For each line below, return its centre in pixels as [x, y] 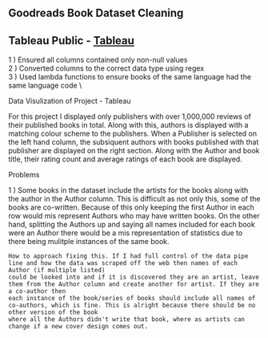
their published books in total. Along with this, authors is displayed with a [128, 125]
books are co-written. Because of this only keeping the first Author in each [131, 207]
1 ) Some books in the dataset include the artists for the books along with [128, 190]
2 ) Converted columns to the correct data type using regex [106, 68]
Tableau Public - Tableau [71, 41]
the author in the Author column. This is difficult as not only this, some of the [134, 199]
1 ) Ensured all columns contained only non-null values [98, 60]
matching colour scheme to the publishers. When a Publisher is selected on [133, 134]
